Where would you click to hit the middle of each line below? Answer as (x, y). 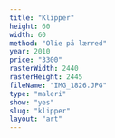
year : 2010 (30, 52)
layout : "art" (36, 119)
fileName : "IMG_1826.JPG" (58, 85)
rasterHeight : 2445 (46, 77)
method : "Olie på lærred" (58, 43)
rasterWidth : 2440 (44, 69)
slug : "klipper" (40, 111)
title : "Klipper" (42, 18)
